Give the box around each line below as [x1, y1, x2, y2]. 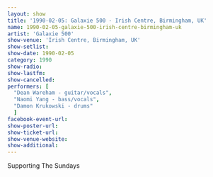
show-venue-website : [7, 135, 69, 142]
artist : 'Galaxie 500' [7, 30, 74, 38]
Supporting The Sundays [7, 161, 80, 170]
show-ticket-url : [7, 129, 59, 136]
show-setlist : [7, 43, 50, 50]
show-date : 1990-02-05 [7, 50, 74, 57]
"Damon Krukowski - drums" [13, 103, 93, 110]
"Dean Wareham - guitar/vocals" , [13, 89, 113, 96]
